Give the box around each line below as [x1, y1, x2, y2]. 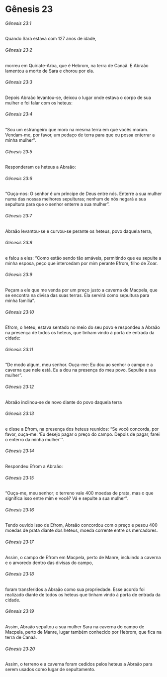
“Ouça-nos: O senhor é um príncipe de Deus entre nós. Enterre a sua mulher [5, 191, 162, 197]
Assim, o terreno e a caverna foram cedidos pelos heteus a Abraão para [5, 661, 153, 667]
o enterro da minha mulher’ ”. [5, 436, 65, 442]
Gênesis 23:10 [5, 309, 34, 315]
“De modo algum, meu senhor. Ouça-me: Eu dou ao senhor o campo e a [5, 362, 153, 368]
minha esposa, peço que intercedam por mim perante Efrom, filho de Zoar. [5, 260, 158, 266]
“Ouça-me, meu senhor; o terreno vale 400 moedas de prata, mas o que [5, 490, 154, 496]
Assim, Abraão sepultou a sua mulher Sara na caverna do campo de [5, 624, 145, 630]
